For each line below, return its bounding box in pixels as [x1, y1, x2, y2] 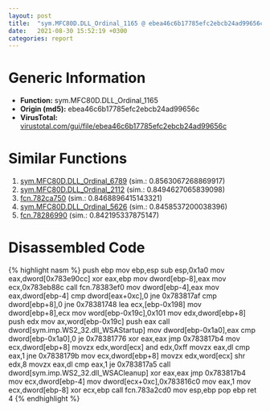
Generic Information [8, 69, 146, 87]
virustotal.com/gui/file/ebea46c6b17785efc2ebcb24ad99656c [19, 122, 227, 131]
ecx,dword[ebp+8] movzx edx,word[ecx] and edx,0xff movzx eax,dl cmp [8, 342, 251, 352]
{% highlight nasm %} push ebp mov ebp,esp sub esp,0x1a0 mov [8, 265, 225, 275]
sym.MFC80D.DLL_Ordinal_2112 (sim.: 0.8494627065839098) [19, 185, 226, 194]
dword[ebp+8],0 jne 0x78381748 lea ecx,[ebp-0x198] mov [8, 300, 202, 309]
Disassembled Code [8, 239, 145, 257]
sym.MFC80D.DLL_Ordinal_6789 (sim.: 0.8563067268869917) [19, 176, 226, 186]
